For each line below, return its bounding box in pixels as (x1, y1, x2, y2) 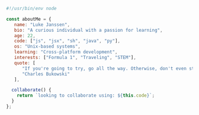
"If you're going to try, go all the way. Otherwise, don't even (21, 65, 187, 71)
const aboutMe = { (6, 16, 52, 22)
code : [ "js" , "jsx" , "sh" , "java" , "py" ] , (14, 38, 121, 44)
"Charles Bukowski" (21, 71, 70, 77)
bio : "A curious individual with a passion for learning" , (14, 27, 163, 33)
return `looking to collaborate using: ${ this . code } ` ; (17, 93, 155, 98)
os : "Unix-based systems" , (14, 44, 81, 50)
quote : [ (14, 60, 36, 66)
